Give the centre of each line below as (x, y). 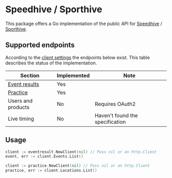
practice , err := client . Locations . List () (51, 171)
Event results (24, 84)
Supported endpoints (40, 45)
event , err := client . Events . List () (44, 157)
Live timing (21, 119)
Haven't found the (116, 115)
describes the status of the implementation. (51, 63)
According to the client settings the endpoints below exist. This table (78, 57)
